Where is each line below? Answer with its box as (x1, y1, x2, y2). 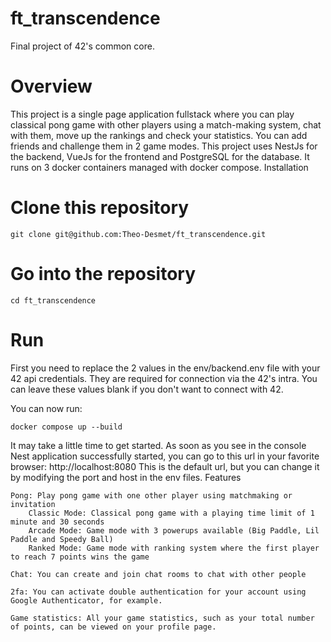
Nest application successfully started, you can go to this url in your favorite (10, 450, 320, 462)
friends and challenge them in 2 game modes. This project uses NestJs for (10, 140, 318, 152)
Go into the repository (10, 263, 197, 285)
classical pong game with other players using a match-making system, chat (10, 118, 322, 131)
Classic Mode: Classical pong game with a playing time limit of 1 (28, 508, 315, 518)
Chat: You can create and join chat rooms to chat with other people (10, 569, 307, 579)
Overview (10, 75, 93, 98)
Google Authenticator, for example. (10, 595, 163, 606)
